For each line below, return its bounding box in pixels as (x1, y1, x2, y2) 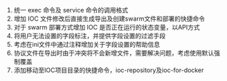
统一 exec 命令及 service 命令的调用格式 (13, 6, 129, 14)
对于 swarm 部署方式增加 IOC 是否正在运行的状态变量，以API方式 (13, 23, 201, 31)
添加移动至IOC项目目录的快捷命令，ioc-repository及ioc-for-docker (13, 66, 204, 74)
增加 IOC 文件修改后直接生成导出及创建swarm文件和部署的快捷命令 (13, 14, 206, 23)
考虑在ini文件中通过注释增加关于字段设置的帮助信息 (13, 40, 161, 48)
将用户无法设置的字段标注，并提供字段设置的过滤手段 (13, 32, 166, 40)
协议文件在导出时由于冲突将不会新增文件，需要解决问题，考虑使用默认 (13, 49, 215, 57)
